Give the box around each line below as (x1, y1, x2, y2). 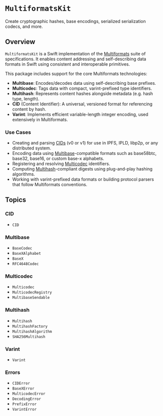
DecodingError (12, 396, 41, 402)
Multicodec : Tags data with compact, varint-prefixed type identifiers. (12, 85, 152, 91)
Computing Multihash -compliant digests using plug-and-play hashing (12, 166, 153, 172)
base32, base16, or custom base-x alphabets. (12, 156, 104, 162)
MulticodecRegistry (12, 290, 52, 295)
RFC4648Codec (12, 262, 39, 267)
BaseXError (12, 386, 35, 391)
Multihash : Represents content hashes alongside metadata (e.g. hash (12, 90, 153, 97)
